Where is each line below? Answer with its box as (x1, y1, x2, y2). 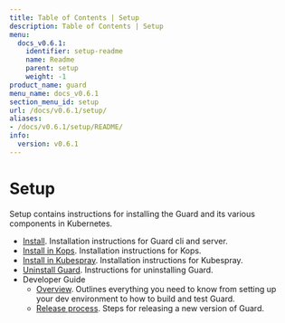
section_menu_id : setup (9, 97, 100, 107)
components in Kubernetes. (9, 218, 113, 229)
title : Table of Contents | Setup (9, 13, 140, 23)
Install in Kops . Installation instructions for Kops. (22, 245, 202, 256)
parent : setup (25, 64, 79, 73)
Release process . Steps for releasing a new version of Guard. (35, 302, 265, 313)
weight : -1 (25, 72, 67, 81)
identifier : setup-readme (25, 47, 124, 56)
